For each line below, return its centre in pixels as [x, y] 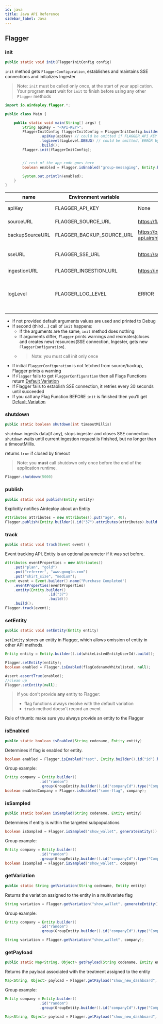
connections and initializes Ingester [41, 76]
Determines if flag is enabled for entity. [44, 750]
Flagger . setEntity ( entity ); [33, 663]
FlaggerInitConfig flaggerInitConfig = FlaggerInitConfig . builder [91, 132]
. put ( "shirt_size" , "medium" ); [45, 576]
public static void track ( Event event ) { [48, 545]
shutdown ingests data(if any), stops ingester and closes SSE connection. [78, 434]
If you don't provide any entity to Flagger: [58, 694]
